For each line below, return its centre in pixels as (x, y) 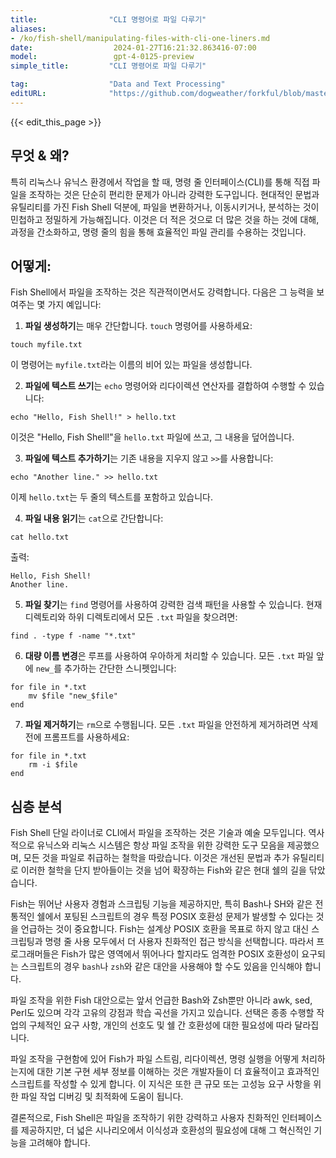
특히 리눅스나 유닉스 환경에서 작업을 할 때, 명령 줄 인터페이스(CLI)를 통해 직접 (160, 182)
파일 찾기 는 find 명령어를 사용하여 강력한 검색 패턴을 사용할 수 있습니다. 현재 (173, 605)
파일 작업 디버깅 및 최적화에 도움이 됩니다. (102, 1097)
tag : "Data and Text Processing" (118, 84)
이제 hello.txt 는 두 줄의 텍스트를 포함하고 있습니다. (111, 497)
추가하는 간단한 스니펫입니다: (120, 668)
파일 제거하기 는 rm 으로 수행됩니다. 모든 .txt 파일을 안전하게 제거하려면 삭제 (171, 725)
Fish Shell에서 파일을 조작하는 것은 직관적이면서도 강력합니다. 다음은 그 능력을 (162, 292)
